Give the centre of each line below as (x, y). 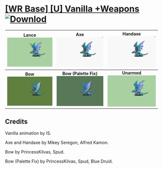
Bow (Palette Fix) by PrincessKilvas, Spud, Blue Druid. (59, 161)
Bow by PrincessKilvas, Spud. (35, 152)
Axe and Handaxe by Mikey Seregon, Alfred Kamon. (57, 143)
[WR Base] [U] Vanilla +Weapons (72, 9)
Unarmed (132, 73)
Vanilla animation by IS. (28, 133)
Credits (16, 121)
